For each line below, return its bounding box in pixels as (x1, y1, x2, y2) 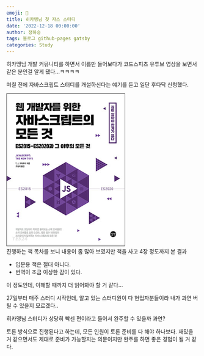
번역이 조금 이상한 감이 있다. (15, 269, 82, 275)
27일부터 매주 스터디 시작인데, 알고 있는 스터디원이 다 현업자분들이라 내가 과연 (6, 294, 192, 302)
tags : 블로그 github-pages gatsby (6, 35, 90, 42)
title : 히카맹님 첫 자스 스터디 (6, 16, 76, 23)
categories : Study (6, 42, 53, 48)
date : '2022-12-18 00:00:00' (6, 23, 81, 29)
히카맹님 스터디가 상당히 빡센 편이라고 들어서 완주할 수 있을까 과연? (6, 315, 166, 322)
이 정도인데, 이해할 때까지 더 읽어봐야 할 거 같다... (6, 282, 123, 288)
